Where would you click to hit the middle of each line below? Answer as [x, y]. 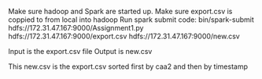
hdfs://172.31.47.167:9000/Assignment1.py [76, 28]
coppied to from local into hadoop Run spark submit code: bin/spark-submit [131, 20]
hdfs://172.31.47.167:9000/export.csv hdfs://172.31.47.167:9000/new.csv [124, 36]
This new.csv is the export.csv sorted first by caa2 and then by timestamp [128, 66]
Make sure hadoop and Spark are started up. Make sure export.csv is [120, 11]
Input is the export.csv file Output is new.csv [80, 51]
